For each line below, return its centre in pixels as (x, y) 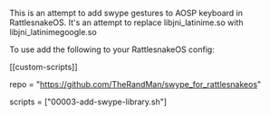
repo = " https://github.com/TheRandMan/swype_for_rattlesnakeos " (135, 84)
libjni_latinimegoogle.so (53, 32)
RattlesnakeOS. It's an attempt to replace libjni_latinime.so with (126, 22)
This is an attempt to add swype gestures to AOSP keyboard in (126, 13)
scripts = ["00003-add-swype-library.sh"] (88, 102)
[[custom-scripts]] (44, 67)
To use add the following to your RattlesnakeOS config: (112, 49)
